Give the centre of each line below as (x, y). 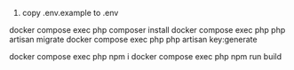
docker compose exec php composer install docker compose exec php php (147, 30)
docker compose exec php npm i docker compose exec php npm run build (146, 56)
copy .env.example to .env (70, 13)
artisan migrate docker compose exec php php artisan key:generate (133, 39)
